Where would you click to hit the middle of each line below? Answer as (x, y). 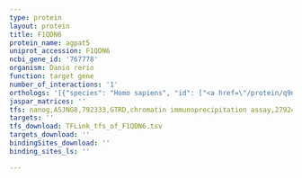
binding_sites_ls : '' (50, 151)
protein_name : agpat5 (50, 43)
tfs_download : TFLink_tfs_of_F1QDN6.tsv (86, 127)
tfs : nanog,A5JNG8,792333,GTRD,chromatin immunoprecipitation (128, 110)
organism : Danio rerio (52, 68)
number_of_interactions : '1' (64, 85)
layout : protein (40, 26)
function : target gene (52, 76)
